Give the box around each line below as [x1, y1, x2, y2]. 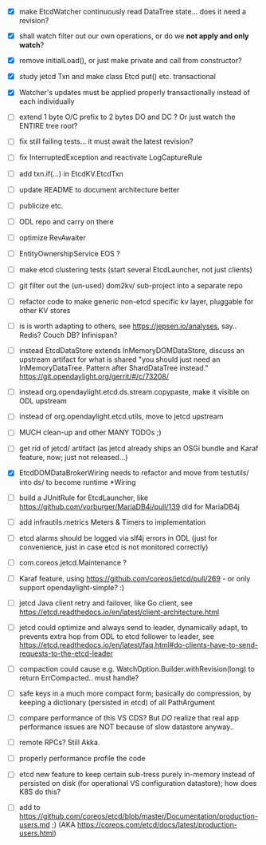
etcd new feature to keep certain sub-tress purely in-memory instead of [18, 770, 256, 780]
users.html [18, 828, 54, 838]
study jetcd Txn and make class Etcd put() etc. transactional [18, 72, 216, 81]
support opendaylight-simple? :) [18, 582, 125, 592]
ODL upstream [18, 396, 67, 406]
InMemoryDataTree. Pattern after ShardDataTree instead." [18, 363, 209, 373]
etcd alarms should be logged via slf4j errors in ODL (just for [18, 533, 218, 542]
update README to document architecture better [18, 184, 180, 194]
